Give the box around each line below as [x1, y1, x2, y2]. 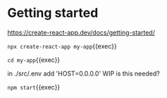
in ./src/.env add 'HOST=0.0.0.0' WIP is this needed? [7, 69, 160, 78]
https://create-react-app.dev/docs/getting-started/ [7, 28, 155, 37]
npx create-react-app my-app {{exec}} [7, 42, 118, 50]
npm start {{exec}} [7, 82, 61, 91]
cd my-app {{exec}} [7, 55, 61, 64]
